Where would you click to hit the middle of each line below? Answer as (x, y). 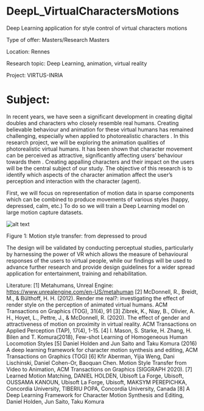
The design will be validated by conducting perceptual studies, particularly (100, 247)
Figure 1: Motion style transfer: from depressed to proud (77, 236)
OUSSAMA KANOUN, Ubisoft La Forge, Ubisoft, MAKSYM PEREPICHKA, (97, 382)
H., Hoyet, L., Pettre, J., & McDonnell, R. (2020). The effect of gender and (98, 317)
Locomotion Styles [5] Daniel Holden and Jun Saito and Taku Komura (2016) (102, 343)
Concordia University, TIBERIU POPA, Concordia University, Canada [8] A (98, 389)
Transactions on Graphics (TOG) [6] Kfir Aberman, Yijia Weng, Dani (90, 356)
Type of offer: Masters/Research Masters (58, 40)
